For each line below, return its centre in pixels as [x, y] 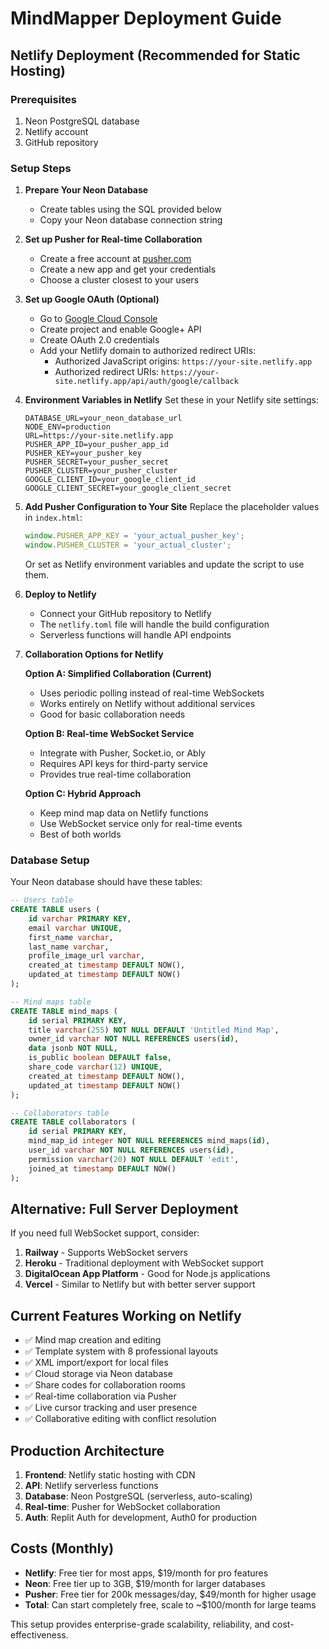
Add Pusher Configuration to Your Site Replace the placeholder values [172, 507]
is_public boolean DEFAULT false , [100, 1058]
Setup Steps [41, 168]
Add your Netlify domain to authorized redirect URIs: [148, 351]
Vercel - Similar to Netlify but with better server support [140, 1284]
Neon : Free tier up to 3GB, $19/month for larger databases [145, 1583]
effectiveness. [39, 1634]
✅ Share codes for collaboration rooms [105, 1385]
